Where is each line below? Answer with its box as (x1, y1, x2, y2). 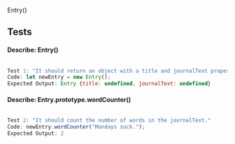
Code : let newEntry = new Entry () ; (7, 73, 111, 81)
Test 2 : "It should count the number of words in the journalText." (7, 117, 211, 124)
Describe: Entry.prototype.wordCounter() (7, 95, 131, 103)
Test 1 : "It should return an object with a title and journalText (7, 67, 208, 74)
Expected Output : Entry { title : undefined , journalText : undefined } (7, 80, 211, 87)
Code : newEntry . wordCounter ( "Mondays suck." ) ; (7, 124, 145, 131)
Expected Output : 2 (7, 130, 64, 137)
